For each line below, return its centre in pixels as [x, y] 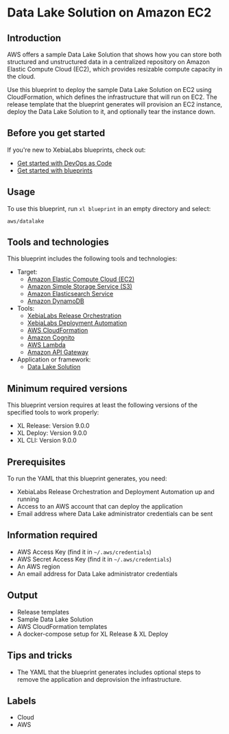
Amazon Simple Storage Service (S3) [80, 287]
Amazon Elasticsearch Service [70, 294]
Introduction [34, 38]
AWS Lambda [47, 345]
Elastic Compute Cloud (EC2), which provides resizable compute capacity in [115, 69]
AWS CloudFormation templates [62, 626]
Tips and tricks [40, 655]
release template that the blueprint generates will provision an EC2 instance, [115, 104]
